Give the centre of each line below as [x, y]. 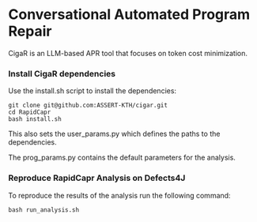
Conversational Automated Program [129, 15]
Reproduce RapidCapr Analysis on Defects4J [97, 178]
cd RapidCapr [30, 112]
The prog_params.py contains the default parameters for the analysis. [122, 158]
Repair [30, 31]
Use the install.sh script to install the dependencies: [92, 91]
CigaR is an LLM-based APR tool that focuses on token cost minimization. [128, 53]
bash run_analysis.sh [44, 210]
